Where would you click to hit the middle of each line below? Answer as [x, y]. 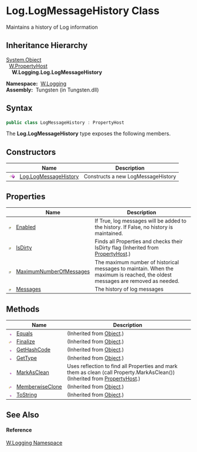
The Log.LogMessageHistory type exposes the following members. [89, 134]
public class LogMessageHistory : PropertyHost [65, 122]
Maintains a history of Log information [52, 27]
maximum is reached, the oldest [133, 275]
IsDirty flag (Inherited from [127, 248]
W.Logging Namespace [34, 443]
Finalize [26, 342]
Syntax [19, 108]
